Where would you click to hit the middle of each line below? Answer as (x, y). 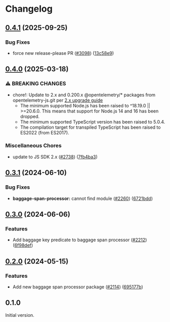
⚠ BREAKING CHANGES (36, 83)
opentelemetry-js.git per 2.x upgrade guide (58, 100)
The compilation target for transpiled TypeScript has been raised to (90, 127)
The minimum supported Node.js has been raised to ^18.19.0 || (85, 105)
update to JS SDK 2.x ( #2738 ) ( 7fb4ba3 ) (55, 157)
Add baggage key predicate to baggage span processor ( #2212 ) (80, 240)
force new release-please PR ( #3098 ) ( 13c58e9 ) (63, 53)
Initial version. (20, 315)
